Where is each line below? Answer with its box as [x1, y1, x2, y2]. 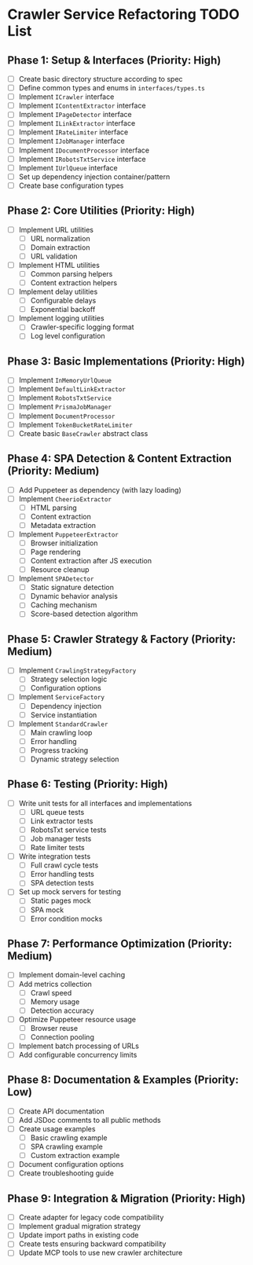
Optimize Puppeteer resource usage [18, 1014, 137, 1024]
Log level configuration [30, 332, 105, 341]
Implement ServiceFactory [18, 692, 105, 702]
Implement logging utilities [18, 313, 104, 323]
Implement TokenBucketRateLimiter [18, 420, 133, 429]
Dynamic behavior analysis [30, 592, 119, 601]
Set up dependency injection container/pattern [18, 171, 170, 181]
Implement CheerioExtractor [18, 493, 112, 504]
